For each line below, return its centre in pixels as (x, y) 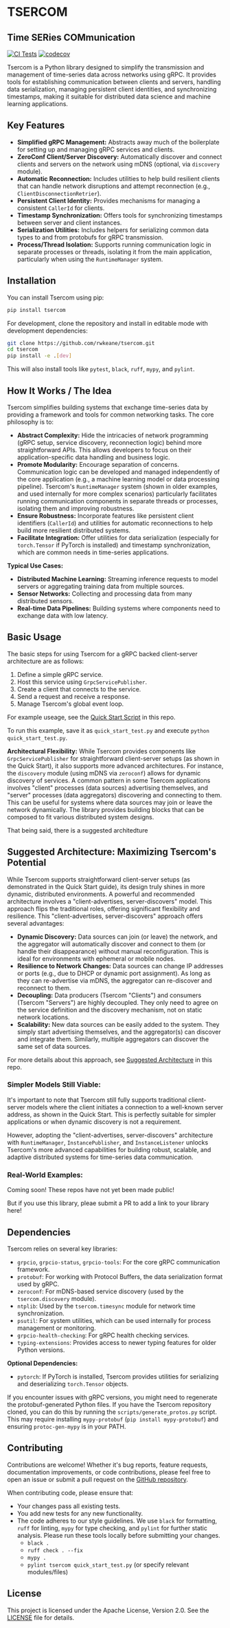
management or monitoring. (56, 1328)
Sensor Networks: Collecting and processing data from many (104, 594)
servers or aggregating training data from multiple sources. (101, 586)
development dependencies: (47, 331)
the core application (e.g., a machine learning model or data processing (118, 479)
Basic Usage (34, 637)
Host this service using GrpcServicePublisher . (82, 682)
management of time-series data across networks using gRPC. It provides (112, 74)
